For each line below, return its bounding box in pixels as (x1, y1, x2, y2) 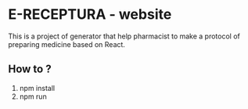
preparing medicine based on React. (8, 39, 125, 49)
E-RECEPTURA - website (8, 5, 172, 24)
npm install (19, 83, 56, 93)
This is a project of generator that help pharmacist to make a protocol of (8, 31, 241, 41)
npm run (19, 92, 47, 101)
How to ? (8, 63, 52, 76)
